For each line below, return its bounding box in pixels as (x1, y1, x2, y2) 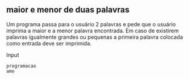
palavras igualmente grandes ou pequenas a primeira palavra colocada (6, 33, 183, 41)
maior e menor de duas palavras (6, 5, 130, 15)
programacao (6, 63, 36, 69)
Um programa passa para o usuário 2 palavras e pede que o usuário (6, 20, 176, 28)
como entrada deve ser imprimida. (6, 39, 92, 47)
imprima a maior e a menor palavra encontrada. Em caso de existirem (6, 27, 179, 34)
